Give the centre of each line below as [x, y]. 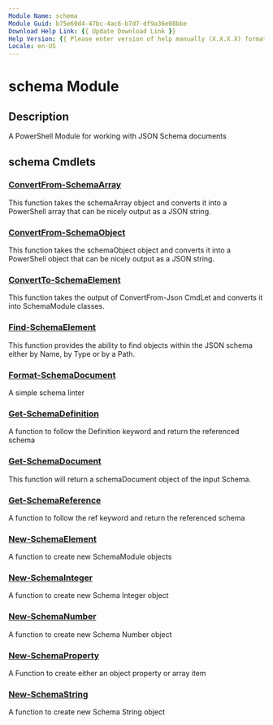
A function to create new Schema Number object [90, 634]
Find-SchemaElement [52, 327]
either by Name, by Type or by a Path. [72, 354]
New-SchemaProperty [54, 655]
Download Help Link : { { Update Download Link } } [92, 31]
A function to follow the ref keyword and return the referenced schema [127, 517]
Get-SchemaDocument [55, 461]
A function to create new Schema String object [87, 712]
